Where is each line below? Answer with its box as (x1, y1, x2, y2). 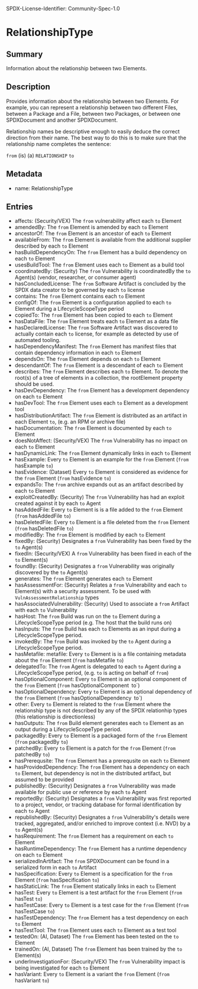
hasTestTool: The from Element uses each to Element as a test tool (14, 927, 177, 934)
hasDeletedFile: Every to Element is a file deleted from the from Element (14, 519, 190, 526)
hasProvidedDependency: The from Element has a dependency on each (14, 763, 190, 770)
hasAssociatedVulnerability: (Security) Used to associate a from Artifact (14, 600, 189, 607)
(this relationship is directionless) (14, 713, 96, 720)
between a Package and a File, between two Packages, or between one (6, 110, 181, 117)
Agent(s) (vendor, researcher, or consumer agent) (14, 274, 137, 281)
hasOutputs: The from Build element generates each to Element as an (14, 720, 184, 727)
